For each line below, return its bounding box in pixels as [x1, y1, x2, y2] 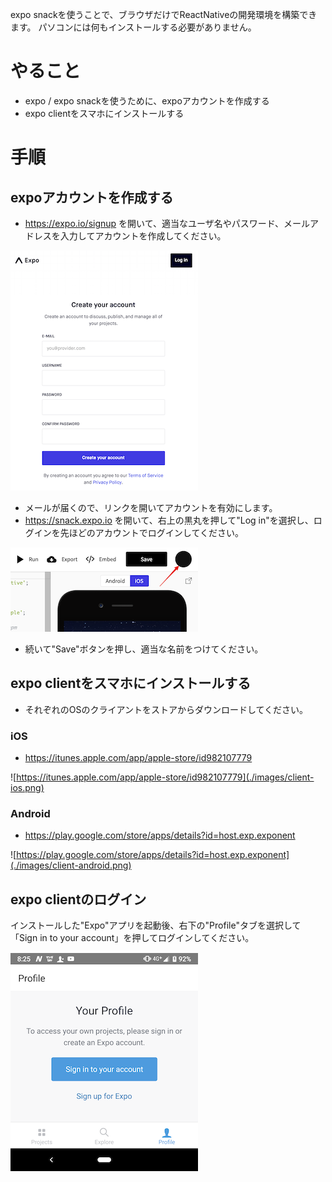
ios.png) [10, 782, 45, 794]
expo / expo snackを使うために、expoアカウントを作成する [24, 94, 270, 107]
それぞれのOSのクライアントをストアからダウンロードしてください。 [24, 703, 309, 715]
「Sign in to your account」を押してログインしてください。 [10, 932, 255, 944]
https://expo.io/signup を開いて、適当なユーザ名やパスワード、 [24, 217, 285, 229]
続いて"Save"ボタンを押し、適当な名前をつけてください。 [24, 643, 264, 655]
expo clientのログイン [10, 891, 147, 908]
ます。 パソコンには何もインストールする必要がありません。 [10, 21, 257, 33]
